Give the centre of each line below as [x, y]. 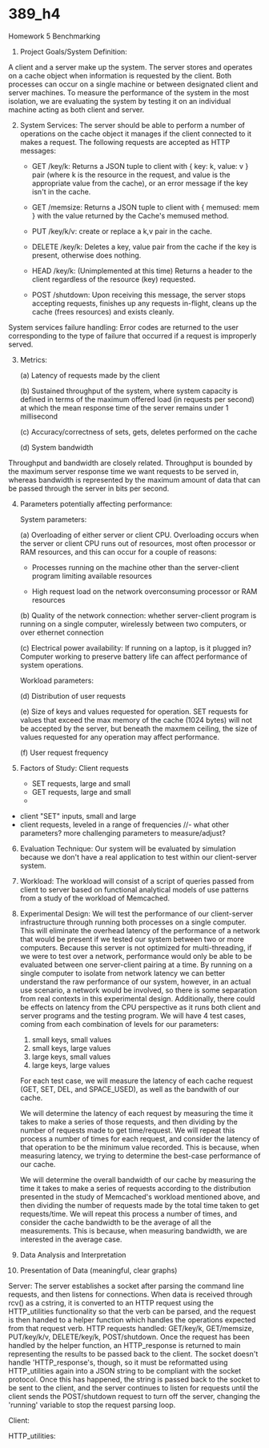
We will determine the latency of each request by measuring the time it [137, 1113]
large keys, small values [71, 1057]
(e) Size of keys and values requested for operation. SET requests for [134, 711]
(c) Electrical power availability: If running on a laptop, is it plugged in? [136, 648]
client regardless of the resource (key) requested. [114, 279]
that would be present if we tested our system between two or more [132, 939]
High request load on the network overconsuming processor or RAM [145, 591]
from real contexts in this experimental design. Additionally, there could [137, 998]
